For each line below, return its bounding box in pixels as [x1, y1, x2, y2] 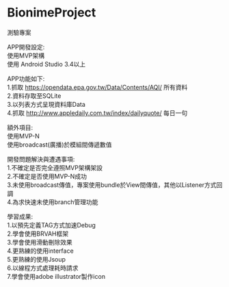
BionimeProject [7, 5, 96, 21]
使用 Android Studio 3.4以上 [7, 60, 86, 68]
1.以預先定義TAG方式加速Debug [7, 221, 96, 229]
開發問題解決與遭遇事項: [7, 155, 75, 163]
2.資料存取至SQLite [7, 91, 62, 100]
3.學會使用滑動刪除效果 [7, 238, 73, 246]
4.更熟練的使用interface [7, 247, 74, 255]
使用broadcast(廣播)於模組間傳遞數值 [7, 140, 112, 149]
